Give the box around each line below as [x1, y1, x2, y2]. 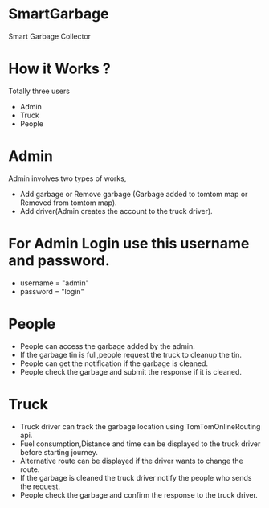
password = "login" [19, 286, 84, 296]
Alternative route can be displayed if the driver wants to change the [19, 456, 243, 465]
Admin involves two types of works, [8, 174, 127, 183]
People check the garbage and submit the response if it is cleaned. [19, 367, 243, 376]
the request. [19, 481, 60, 491]
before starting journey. [19, 447, 98, 457]
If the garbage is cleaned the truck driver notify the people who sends [19, 473, 252, 482]
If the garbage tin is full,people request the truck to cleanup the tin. [19, 350, 243, 359]
